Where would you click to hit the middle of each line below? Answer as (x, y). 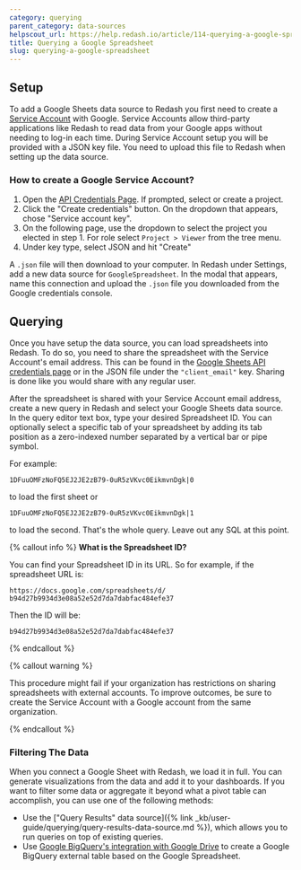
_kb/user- (213, 818)
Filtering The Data (49, 752)
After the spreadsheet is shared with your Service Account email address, (146, 399)
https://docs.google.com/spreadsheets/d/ (88, 591)
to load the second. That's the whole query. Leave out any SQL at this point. (149, 530)
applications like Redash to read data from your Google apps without (136, 127)
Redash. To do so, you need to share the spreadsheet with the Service (139, 353)
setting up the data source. (59, 156)
